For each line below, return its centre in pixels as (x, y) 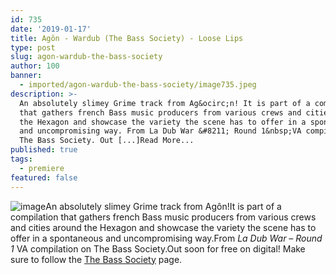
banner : (26, 76)
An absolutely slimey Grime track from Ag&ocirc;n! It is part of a (165, 103)
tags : (21, 159)
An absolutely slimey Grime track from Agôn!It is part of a (163, 206)
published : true (44, 150)
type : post (33, 47)
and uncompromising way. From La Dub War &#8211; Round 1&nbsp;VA (160, 131)
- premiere (42, 168)
